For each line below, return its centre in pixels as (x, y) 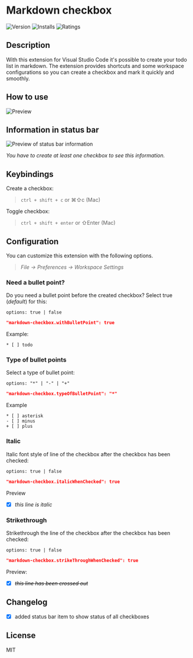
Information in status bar (53, 130)
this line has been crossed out (51, 583)
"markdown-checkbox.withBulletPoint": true (60, 323)
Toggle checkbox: (28, 211)
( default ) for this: (27, 302)
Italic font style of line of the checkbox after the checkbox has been (88, 454)
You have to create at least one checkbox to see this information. (86, 156)
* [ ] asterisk (25, 416)
